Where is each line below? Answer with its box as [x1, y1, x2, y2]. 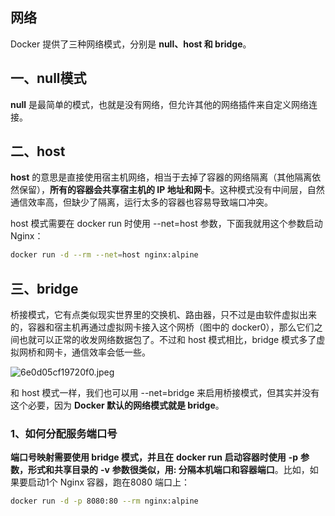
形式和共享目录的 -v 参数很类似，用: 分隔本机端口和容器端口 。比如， [27, 464, 310, 476]
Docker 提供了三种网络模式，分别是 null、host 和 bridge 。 [10, 38, 252, 50]
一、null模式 [10, 70, 87, 87]
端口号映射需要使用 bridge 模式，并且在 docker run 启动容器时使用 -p [10, 451, 299, 463]
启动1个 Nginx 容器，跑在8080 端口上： [27, 476, 190, 488]
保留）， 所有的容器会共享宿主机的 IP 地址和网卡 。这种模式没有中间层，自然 [18, 184, 325, 196]
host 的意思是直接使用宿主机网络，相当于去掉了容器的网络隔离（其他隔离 [10, 171, 313, 183]
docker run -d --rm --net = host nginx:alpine [10, 250, 199, 260]
